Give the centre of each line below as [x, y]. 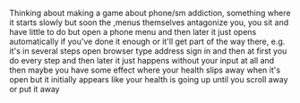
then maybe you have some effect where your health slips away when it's [145, 70]
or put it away [34, 89]
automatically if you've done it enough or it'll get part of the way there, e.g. [147, 41]
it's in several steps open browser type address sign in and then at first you [148, 51]
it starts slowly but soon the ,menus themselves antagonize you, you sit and [149, 22]
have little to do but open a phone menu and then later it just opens [133, 32]
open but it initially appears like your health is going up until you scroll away [149, 79]
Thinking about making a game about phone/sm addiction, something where [150, 13]
